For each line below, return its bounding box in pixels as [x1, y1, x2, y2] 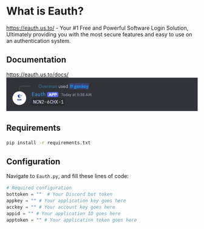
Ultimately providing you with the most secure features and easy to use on [6, 30, 192, 38]
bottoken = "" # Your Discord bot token [6, 191, 113, 197]
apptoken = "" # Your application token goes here [6, 217, 137, 223]
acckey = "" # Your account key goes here [6, 204, 115, 210]
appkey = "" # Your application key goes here [6, 198, 126, 204]
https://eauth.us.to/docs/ [6, 71, 69, 78]
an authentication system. [6, 37, 71, 44]
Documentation [6, 55, 67, 65]
